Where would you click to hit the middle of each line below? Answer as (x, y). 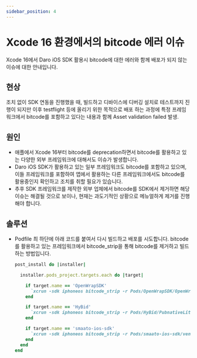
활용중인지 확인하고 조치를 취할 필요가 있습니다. (69, 181)
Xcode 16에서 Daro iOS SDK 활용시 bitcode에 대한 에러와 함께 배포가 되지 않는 (97, 60)
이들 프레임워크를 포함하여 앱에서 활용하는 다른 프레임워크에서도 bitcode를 (100, 174)
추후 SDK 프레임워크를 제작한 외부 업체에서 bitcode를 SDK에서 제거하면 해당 (102, 189)
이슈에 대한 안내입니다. (32, 67)
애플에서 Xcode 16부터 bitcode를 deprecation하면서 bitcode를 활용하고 (97, 152)
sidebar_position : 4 (31, 11)
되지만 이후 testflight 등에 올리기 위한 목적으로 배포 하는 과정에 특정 (94, 109)
